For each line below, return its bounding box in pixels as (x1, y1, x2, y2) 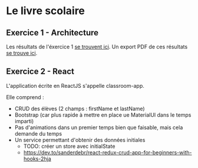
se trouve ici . (6, 50, 38, 57)
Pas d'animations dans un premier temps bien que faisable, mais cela (14, 124, 183, 131)
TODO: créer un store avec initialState (23, 143, 115, 150)
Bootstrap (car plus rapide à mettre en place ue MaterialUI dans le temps (14, 111, 192, 118)
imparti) (14, 117, 34, 124)
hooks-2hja (23, 155, 51, 162)
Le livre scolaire (6, 4, 85, 18)
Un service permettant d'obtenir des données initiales (14, 136, 146, 143)
